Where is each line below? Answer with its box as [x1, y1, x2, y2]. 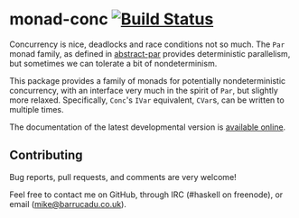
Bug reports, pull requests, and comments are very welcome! [9, 171, 237, 182]
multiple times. [9, 104, 64, 114]
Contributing [9, 148, 83, 163]
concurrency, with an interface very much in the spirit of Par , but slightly [9, 85, 278, 95]
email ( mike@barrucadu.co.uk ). [9, 198, 126, 209]
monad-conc [9, 9, 108, 30]
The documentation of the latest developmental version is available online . [9, 122, 286, 132]
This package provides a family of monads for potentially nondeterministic [9, 75, 286, 86]
